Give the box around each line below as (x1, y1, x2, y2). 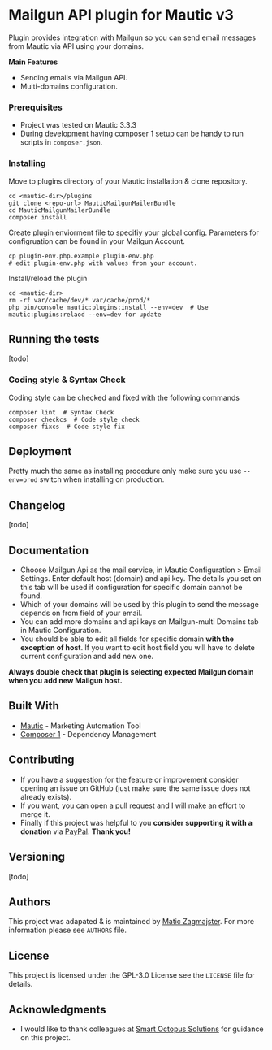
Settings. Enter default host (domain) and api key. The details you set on (19, 574, 262, 584)
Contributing (8, 753, 75, 767)
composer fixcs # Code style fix (8, 423, 126, 431)
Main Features (8, 57, 58, 67)
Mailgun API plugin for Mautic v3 (8, 6, 234, 24)
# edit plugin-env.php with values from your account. (8, 258, 198, 267)
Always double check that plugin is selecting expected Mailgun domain (8, 667, 254, 677)
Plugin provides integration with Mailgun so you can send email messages (8, 33, 257, 42)
